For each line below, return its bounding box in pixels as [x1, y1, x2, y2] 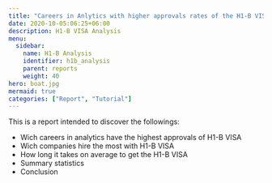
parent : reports [23, 65, 79, 73]
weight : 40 [23, 72, 60, 80]
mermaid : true [8, 87, 57, 96]
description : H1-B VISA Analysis [8, 27, 121, 35]
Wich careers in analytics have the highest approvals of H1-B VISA [19, 133, 242, 143]
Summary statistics [19, 159, 85, 168]
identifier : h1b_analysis [23, 57, 111, 66]
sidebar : [15, 42, 45, 50]
